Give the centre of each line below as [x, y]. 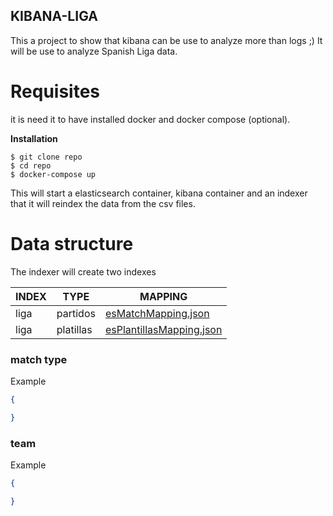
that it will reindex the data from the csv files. [103, 203]
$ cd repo [31, 165]
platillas [74, 329]
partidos [76, 313]
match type [39, 359]
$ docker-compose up [53, 174]
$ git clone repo [46, 157]
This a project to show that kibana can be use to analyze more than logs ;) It [166, 40]
